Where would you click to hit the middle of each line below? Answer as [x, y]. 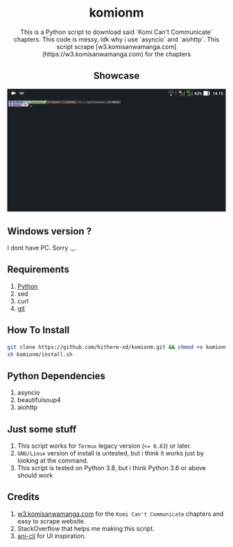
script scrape [76, 46]
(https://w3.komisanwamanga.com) [93, 54]
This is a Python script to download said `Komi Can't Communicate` [116, 32]
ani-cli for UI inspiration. [52, 536]
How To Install [38, 330]
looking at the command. [53, 461]
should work [35, 476]
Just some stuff [42, 429]
